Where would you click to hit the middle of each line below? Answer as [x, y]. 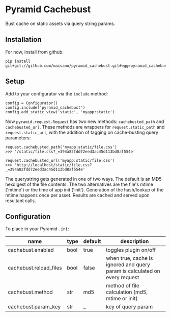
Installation [23, 40]
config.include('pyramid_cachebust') [45, 107]
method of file [123, 286]
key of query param [130, 307]
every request [123, 278]
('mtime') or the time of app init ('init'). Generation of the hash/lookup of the [84, 189]
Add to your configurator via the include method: [57, 93]
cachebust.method [30, 292]
